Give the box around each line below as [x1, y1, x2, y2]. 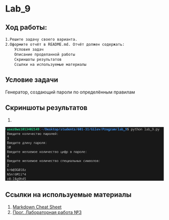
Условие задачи [5, 76, 58, 84]
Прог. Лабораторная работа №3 [12, 209, 82, 215]
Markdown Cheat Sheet [12, 204, 62, 210]
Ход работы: [5, 23, 47, 32]
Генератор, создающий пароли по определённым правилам [5, 89, 135, 95]
